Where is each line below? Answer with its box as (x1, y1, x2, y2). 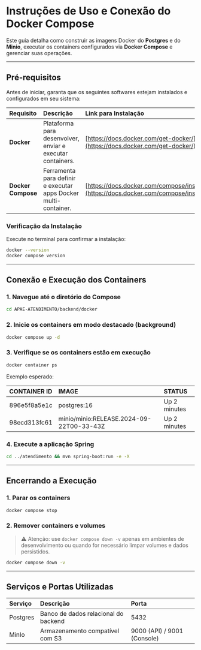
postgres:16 (58, 401, 93, 409)
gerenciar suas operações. (6, 49, 72, 56)
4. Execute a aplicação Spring (6, 440, 95, 448)
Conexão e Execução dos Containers (6, 275, 147, 285)
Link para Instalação (85, 109, 145, 118)
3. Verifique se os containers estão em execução (6, 348, 151, 357)
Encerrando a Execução (6, 476, 97, 486)
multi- (42, 196, 61, 204)
